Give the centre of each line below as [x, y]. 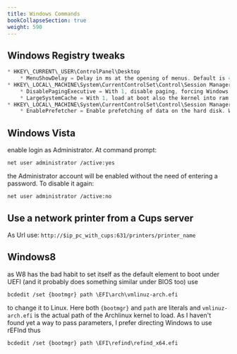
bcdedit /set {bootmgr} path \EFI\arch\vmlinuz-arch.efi [93, 294]
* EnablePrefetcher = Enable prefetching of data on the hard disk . [123, 111]
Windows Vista [42, 133]
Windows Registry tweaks [66, 55]
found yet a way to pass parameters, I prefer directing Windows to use [110, 322]
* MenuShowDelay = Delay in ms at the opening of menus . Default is [123, 78]
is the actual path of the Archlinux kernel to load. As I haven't [123, 315]
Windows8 [32, 257]
